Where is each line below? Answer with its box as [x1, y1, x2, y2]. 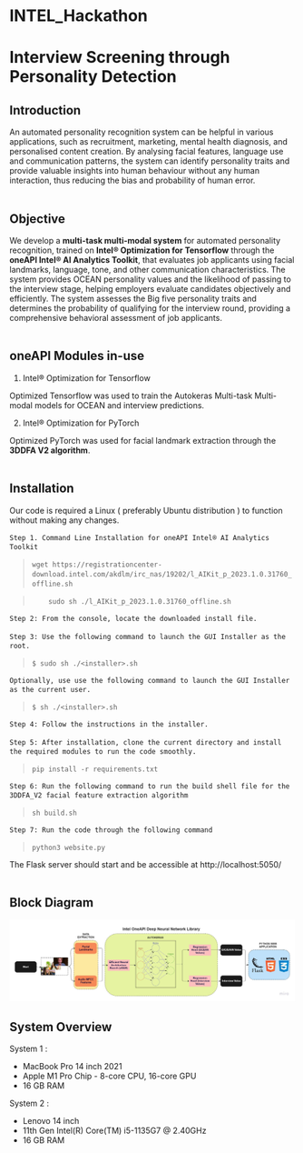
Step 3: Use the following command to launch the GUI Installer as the [9, 632, 286, 641]
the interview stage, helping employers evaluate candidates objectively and [9, 284, 291, 294]
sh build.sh [31, 808, 77, 817]
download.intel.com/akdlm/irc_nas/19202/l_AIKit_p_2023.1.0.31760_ [31, 569, 292, 578]
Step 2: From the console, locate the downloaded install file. [9, 614, 258, 623]
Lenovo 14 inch [22, 1116, 80, 1127]
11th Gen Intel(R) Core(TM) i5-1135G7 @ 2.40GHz [22, 1125, 207, 1137]
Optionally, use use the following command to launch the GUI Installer [9, 676, 290, 685]
